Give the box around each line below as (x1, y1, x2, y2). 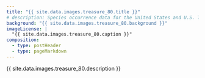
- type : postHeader (12, 43, 62, 49)
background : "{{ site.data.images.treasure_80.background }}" (6, 20, 168, 26)
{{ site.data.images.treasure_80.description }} (6, 65, 121, 72)
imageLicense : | (6, 25, 48, 32)
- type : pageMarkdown (12, 48, 67, 54)
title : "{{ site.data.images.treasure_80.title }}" (6, 8, 140, 15)
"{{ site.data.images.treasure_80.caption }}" (12, 31, 132, 37)
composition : (6, 37, 40, 43)
